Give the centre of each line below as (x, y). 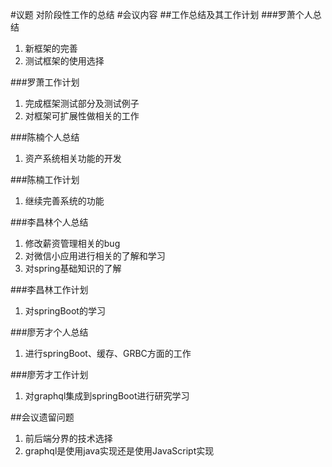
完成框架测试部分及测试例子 (82, 103)
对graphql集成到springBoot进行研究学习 (107, 396)
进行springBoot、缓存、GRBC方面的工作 (108, 353)
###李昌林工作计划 (49, 289)
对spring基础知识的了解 (73, 268)
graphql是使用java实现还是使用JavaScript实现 (119, 451)
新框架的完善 (51, 48)
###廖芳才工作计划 (49, 374)
